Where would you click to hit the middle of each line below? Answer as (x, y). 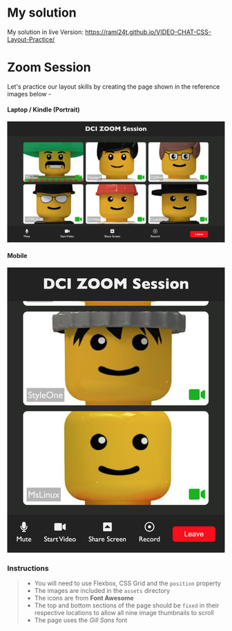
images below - (29, 94)
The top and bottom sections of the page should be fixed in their (127, 605)
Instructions (28, 569)
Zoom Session (49, 68)
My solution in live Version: (46, 32)
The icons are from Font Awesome (84, 598)
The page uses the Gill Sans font (81, 620)
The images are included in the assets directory (102, 591)
